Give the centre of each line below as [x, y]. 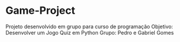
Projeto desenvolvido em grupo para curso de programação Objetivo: [89, 26]
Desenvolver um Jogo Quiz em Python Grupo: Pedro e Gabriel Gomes [90, 32]
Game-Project [40, 11]
